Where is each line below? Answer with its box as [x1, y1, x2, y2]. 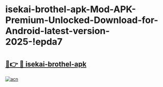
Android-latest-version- [5, 25, 110, 37]
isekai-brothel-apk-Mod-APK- [5, 4, 136, 15]
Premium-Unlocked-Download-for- [5, 14, 158, 26]
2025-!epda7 [5, 36, 63, 48]
